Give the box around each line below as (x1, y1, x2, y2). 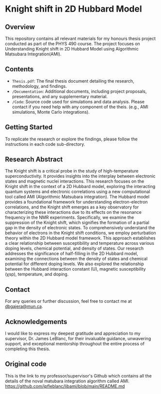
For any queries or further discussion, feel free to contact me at (5, 298, 132, 304)
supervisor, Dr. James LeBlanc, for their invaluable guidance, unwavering (5, 336, 151, 342)
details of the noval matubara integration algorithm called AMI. (5, 378, 130, 384)
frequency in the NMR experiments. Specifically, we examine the (5, 215, 134, 221)
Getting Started (5, 123, 53, 132)
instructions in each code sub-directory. (5, 141, 85, 147)
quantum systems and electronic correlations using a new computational (5, 188, 150, 195)
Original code (5, 360, 47, 368)
